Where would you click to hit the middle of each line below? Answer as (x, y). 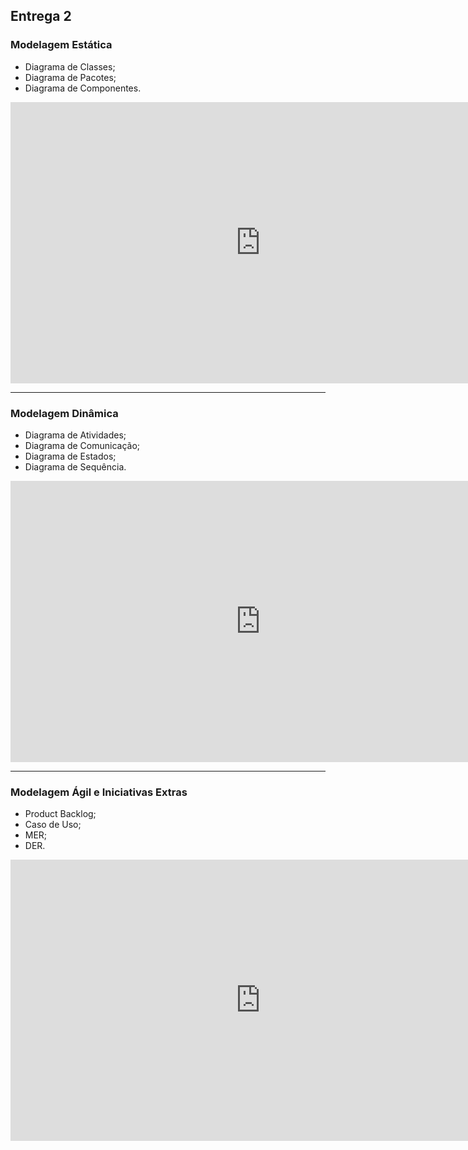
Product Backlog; (60, 814)
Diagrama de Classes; (70, 66)
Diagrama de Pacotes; (70, 77)
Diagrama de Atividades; (75, 435)
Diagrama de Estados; (70, 456)
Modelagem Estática (61, 45)
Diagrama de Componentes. (83, 88)
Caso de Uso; (53, 825)
